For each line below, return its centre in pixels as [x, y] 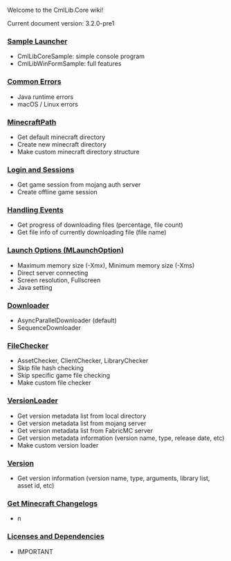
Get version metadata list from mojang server [82, 423]
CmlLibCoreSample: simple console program [81, 56]
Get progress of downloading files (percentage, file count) [100, 225]
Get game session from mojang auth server [79, 185]
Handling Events [35, 210]
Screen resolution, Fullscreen [59, 280]
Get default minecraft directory [61, 137]
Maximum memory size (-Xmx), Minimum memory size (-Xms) [106, 265]
